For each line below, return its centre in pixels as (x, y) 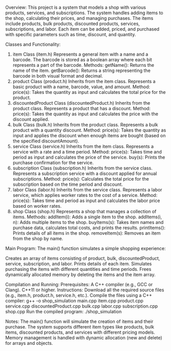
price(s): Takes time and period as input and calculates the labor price (86, 200)
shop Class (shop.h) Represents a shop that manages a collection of (84, 211)
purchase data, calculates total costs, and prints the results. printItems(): (89, 228)
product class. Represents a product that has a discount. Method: (81, 108)
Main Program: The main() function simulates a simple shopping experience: (86, 248)
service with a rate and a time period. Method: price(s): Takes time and (87, 152)
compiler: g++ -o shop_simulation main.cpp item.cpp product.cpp (75, 301)
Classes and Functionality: (33, 44)
